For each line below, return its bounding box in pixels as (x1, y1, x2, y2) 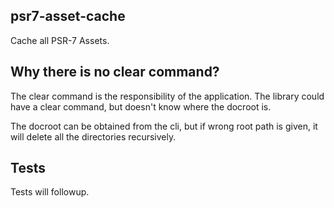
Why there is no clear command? (10, 64, 220, 81)
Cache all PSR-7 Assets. (10, 34, 110, 46)
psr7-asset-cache (10, 8, 126, 25)
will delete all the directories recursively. (10, 130, 177, 143)
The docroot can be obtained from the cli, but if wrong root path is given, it (10, 120, 318, 132)
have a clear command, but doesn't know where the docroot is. (10, 100, 272, 113)
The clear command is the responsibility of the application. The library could (10, 90, 325, 102)
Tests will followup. (10, 186, 90, 198)
